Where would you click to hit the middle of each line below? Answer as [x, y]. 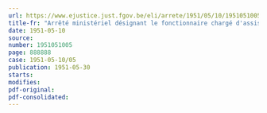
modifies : [25, 82]
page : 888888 [30, 53]
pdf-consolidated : [39, 97]
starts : [21, 75]
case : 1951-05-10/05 [43, 60]
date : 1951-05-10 [37, 30]
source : [21, 38]
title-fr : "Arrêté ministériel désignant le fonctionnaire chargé [120, 23]
